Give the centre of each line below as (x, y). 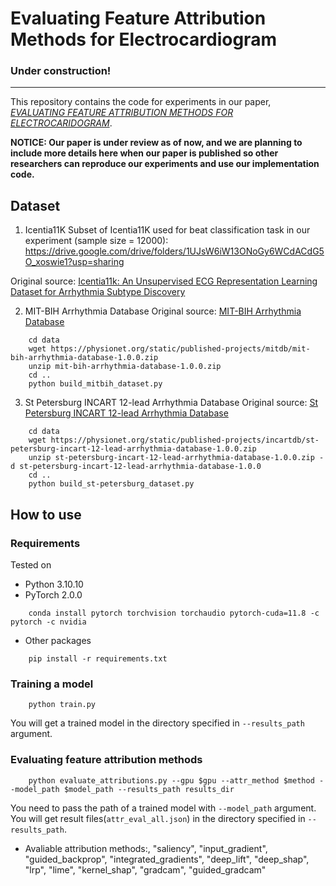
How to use (46, 514)
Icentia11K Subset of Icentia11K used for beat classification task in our (167, 230)
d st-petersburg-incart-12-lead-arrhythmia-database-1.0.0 (136, 467)
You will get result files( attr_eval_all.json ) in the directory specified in (158, 818)
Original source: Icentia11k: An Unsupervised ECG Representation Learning (164, 281)
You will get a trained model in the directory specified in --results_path (157, 723)
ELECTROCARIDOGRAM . (61, 123)
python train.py (62, 705)
